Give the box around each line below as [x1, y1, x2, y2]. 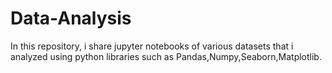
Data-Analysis [10, 7, 132, 30]
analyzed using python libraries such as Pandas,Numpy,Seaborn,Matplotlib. [10, 50, 322, 62]
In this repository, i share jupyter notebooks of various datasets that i [10, 40, 294, 52]
